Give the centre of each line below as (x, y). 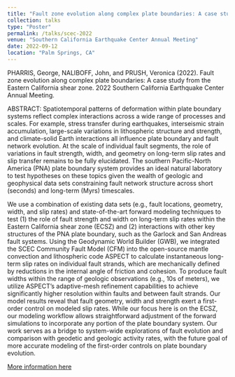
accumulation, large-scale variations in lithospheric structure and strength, (115, 131)
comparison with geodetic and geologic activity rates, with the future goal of (117, 338)
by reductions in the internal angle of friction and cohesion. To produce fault (117, 271)
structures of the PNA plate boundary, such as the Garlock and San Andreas (117, 234)
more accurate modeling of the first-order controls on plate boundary (107, 345)
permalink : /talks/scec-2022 (50, 33)
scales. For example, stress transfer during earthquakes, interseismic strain (116, 123)
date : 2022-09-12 (33, 46)
